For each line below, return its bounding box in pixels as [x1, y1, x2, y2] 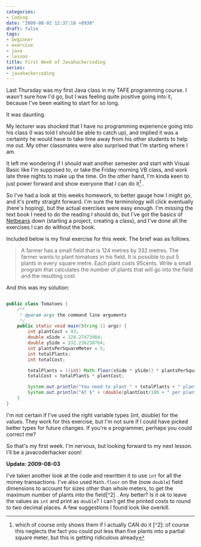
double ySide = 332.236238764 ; [28, 340, 106, 346]
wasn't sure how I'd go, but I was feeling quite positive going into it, [6, 93, 172, 100]
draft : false [6, 25, 39, 32]
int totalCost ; [28, 357, 66, 363]
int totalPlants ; [28, 351, 71, 357]
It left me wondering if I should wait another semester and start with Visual [6, 160, 190, 167]
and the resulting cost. [20, 272, 77, 279]
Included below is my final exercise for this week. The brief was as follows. [6, 235, 191, 242]
